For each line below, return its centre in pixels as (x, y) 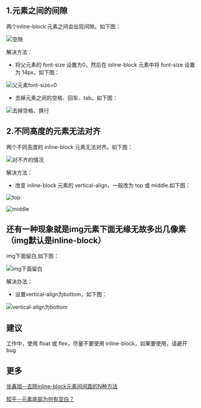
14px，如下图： (41, 72)
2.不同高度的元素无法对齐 (53, 131)
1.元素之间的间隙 (37, 11)
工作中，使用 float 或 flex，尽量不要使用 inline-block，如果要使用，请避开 (97, 344)
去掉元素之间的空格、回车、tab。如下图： (66, 97)
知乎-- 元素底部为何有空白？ (40, 399)
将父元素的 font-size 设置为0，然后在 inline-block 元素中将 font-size (99, 64)
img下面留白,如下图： (33, 256)
